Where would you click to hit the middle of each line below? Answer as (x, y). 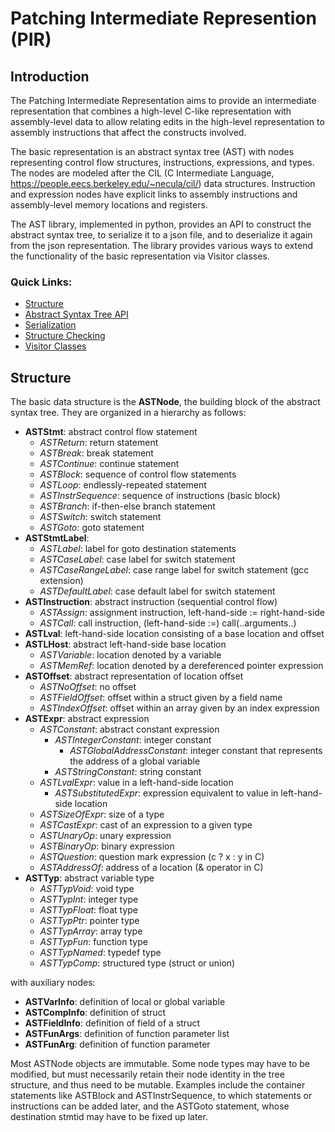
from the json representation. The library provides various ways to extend (162, 245)
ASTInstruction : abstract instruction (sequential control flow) (151, 602)
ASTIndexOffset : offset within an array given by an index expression (179, 708)
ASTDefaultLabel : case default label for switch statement (157, 591)
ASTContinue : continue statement (109, 464)
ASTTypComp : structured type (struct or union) (137, 963)
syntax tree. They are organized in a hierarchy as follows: (128, 413)
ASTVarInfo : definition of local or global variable (125, 1002)
